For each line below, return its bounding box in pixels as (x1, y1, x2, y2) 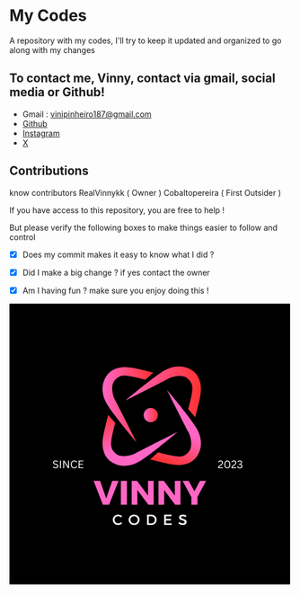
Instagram (22, 128, 60, 138)
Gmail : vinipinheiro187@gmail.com (22, 109, 152, 120)
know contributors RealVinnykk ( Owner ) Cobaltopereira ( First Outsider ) (9, 187, 281, 198)
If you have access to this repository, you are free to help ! (9, 204, 225, 216)
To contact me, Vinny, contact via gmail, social (9, 71, 276, 86)
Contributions (9, 164, 89, 179)
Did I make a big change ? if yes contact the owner (22, 267, 211, 278)
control (9, 231, 36, 243)
